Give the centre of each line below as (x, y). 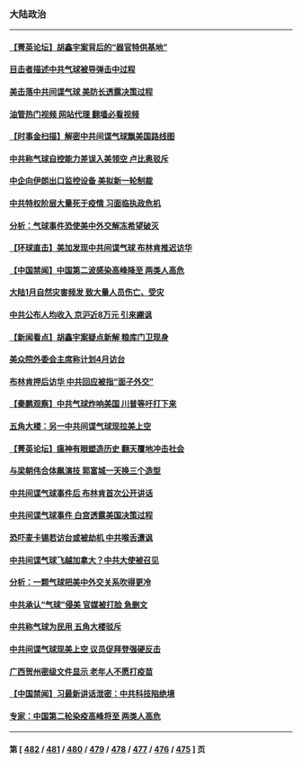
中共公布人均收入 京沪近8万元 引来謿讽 (81, 315)
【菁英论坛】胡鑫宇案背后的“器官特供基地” (89, 47)
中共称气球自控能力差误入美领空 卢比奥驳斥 (89, 159)
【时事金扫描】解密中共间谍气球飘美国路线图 (92, 136)
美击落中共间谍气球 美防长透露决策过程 (81, 92)
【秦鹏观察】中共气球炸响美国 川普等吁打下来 (93, 404)
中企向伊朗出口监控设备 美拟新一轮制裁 (81, 181)
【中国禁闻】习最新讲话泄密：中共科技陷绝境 (92, 694)
